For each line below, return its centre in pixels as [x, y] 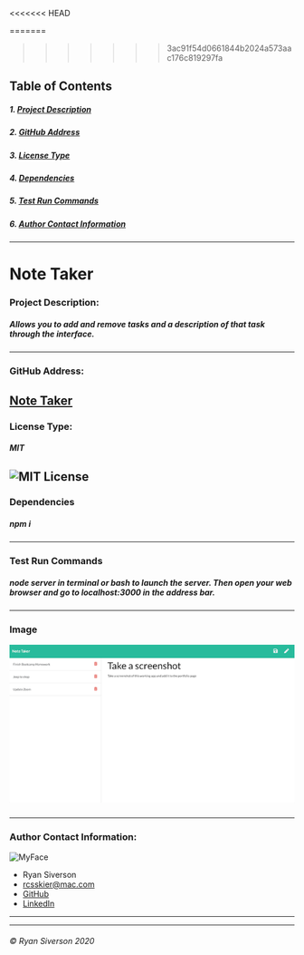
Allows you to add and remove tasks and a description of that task [137, 324]
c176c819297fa [195, 58]
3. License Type [40, 155]
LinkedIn [38, 903]
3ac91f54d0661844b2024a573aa [229, 48]
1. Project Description [51, 109]
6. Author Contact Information [68, 224]
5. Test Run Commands [54, 201]
